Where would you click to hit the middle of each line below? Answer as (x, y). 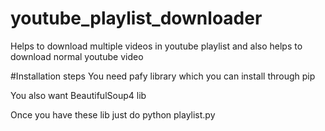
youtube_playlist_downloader (136, 18)
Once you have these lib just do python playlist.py (113, 114)
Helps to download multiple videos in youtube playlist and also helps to (156, 46)
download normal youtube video (77, 56)
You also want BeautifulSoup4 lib (78, 95)
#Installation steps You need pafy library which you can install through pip (163, 76)
